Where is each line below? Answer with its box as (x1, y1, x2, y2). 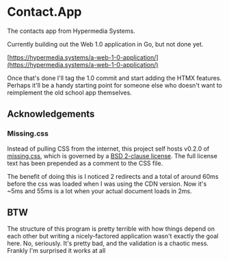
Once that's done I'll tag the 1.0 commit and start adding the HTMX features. (7, 73, 222, 82)
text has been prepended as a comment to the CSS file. (7, 159, 163, 167)
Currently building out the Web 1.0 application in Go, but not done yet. (7, 40, 204, 48)
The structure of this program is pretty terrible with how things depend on (7, 225, 215, 233)
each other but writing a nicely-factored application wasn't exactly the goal (7, 232, 219, 240)
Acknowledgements (7, 108, 95, 120)
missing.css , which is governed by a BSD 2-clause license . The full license (7, 151, 217, 160)
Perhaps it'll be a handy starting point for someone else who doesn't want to (7, 81, 222, 89)
